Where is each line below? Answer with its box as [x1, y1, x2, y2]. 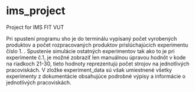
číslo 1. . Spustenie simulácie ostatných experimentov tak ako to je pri [6, 47, 175, 54]
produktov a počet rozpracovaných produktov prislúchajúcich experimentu [6, 41, 188, 48]
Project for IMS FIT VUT [6, 24, 64, 31]
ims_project [6, 4, 66, 18]
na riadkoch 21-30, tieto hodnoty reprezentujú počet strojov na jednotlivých [6, 60, 190, 67]
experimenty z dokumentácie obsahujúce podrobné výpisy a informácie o [6, 73, 186, 80]
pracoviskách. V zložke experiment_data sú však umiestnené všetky [6, 66, 173, 73]
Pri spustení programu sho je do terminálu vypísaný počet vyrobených [6, 35, 177, 42]
